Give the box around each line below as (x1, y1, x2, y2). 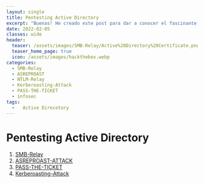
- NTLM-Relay (12, 76, 45, 82)
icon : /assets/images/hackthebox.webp (12, 54, 110, 60)
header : (6, 37, 26, 43)
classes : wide (6, 32, 42, 38)
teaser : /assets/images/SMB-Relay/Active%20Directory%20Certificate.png (12, 43, 200, 49)
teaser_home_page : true (12, 48, 72, 55)
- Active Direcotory (12, 104, 69, 111)
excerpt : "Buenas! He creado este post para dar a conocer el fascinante (6, 20, 197, 26)
